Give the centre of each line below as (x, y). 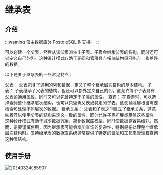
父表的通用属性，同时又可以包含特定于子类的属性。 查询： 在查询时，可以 (78, 97)
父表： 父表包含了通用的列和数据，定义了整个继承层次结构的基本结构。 (76, 85)
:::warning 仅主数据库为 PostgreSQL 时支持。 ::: (52, 42)
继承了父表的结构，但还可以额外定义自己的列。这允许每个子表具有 (89, 91)
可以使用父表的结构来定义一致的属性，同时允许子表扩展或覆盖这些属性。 (86, 115)
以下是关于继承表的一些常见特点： (39, 74)
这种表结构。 (18, 139)
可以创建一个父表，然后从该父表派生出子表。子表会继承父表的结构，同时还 (79, 52)
